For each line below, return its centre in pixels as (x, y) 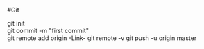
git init (16, 23)
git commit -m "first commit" (48, 31)
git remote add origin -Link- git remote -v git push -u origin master (102, 38)
